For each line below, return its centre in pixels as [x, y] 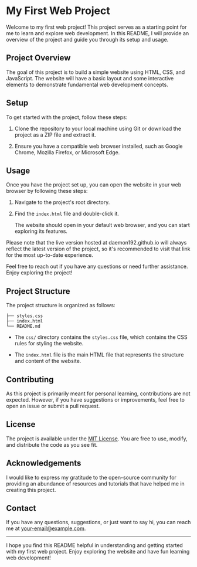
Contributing [30, 379]
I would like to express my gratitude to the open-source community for [91, 477]
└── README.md [23, 327]
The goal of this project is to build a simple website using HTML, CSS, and [96, 72]
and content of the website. [48, 361]
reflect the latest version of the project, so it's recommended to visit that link [98, 249]
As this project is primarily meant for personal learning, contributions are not [98, 393]
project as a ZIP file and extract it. [55, 135]
